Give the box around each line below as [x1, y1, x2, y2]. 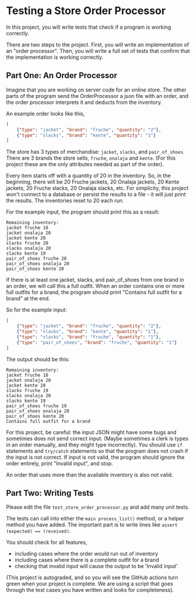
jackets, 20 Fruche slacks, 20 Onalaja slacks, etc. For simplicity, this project [6, 185, 189, 192]
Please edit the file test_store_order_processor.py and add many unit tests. [6, 503, 190, 511]
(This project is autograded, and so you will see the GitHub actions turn [6, 574, 178, 581]
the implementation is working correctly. [6, 53, 104, 60]
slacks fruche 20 [6, 241, 49, 246]
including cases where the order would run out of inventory [14, 550, 158, 557]
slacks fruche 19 [6, 387, 49, 394]
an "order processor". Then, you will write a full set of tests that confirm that [6, 47, 190, 54]
